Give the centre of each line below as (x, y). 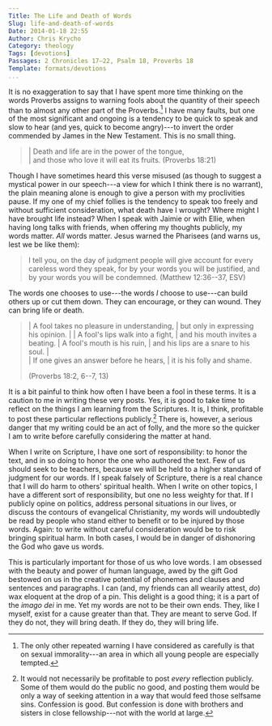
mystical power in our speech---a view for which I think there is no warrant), (136, 185)
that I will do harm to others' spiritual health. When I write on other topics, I (133, 486)
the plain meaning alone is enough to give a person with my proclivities (127, 193)
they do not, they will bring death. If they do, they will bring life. (113, 622)
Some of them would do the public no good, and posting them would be (140, 687)
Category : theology (41, 46)
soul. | (38, 352)
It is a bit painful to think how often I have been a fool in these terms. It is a (132, 392)
